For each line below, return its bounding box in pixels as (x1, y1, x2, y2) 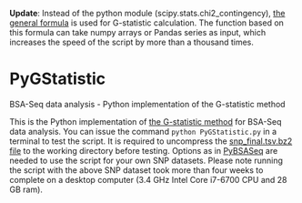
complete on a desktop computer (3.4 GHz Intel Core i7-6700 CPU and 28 (9, 174, 288, 185)
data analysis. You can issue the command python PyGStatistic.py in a (9, 126, 277, 137)
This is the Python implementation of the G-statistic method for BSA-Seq (9, 116, 282, 127)
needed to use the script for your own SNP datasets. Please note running (9, 155, 284, 166)
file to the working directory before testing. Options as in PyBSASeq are (9, 145, 278, 156)
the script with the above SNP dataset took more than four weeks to (9, 164, 264, 176)
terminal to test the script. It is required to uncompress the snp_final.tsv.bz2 (9, 136, 293, 147)
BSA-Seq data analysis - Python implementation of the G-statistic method (9, 98, 286, 109)
